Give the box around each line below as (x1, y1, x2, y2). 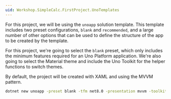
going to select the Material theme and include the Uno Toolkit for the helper (5, 58, 165, 64)
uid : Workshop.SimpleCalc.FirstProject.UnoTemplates (5, 7, 120, 13)
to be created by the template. (5, 38, 69, 44)
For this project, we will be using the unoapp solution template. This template (5, 21, 164, 27)
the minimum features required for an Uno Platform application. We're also (5, 53, 161, 59)
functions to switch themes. (5, 63, 64, 70)
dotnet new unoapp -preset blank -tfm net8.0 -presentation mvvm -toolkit (5, 88, 167, 94)
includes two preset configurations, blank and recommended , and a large (5, 26, 154, 33)
